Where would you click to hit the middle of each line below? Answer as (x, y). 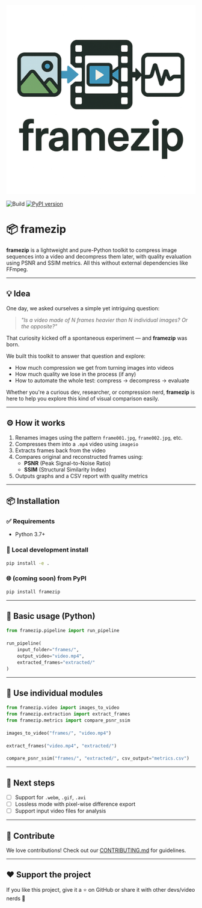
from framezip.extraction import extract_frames (68, 714)
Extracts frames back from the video (60, 450)
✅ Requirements (31, 521)
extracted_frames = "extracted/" (56, 662)
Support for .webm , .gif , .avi (50, 797)
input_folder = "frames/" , (48, 650)
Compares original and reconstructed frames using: (79, 456)
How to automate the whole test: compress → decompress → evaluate (102, 380)
